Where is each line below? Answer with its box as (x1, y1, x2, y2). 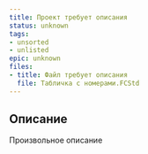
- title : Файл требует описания (9, 71, 128, 80)
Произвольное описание (9, 135, 103, 146)
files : (9, 63, 33, 72)
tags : (9, 29, 29, 38)
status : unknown (9, 21, 69, 30)
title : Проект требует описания (9, 12, 128, 22)
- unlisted (9, 46, 49, 55)
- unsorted (9, 37, 49, 47)
